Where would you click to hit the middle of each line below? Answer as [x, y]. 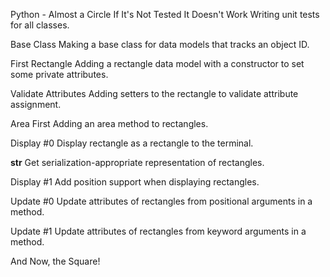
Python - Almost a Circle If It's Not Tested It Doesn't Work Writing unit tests [165, 14]
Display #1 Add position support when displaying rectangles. [135, 182]
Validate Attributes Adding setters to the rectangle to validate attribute [154, 93]
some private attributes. [59, 74]
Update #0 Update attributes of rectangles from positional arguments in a [161, 201]
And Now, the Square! [55, 261]
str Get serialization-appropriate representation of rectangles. [137, 162]
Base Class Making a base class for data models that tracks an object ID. [160, 44]
